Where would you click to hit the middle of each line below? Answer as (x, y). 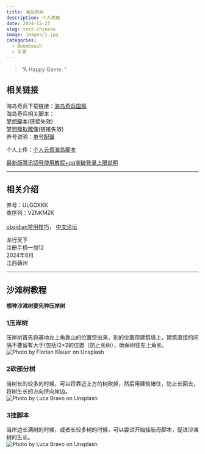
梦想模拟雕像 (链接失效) (35, 128)
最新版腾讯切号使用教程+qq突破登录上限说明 (62, 162)
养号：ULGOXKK (27, 205)
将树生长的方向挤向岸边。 (38, 391)
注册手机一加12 (25, 248)
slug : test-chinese (31, 29)
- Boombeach (27, 47)
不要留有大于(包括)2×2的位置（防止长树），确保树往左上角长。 (89, 345)
